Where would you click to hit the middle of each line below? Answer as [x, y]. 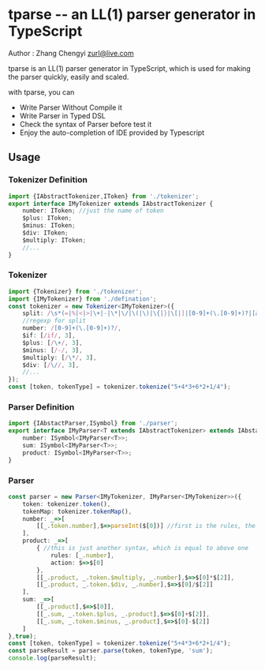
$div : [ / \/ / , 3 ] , [51, 365]
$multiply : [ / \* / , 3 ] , [60, 357]
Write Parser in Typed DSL [63, 115]
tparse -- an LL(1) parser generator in [132, 15]
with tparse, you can [41, 92]
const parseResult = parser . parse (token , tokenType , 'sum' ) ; [111, 651]
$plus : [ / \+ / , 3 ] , [52, 342]
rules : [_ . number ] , [82, 555]
